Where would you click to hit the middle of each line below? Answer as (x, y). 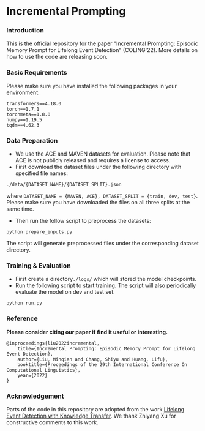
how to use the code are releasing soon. (57, 57)
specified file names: (42, 173)
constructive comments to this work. (53, 422)
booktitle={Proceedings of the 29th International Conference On (102, 365)
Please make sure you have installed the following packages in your (92, 86)
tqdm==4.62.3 (23, 125)
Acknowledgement (35, 396)
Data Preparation (32, 140)
